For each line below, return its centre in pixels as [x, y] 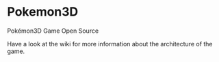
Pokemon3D [43, 12]
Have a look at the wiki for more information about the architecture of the [110, 44]
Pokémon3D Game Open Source [53, 31]
